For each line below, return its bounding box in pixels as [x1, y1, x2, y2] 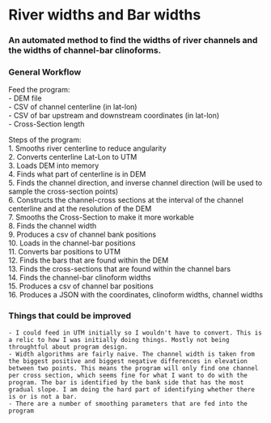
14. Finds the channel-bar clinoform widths [8, 273, 151, 283]
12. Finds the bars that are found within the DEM [8, 255, 169, 265]
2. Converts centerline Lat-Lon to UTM [8, 152, 138, 162]
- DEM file [8, 93, 42, 103]
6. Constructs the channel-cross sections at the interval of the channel [8, 195, 244, 205]
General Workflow [8, 66, 82, 78]
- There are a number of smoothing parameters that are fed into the [8, 399, 248, 408]
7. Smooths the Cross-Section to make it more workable [8, 212, 194, 222]
